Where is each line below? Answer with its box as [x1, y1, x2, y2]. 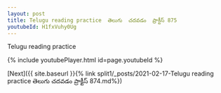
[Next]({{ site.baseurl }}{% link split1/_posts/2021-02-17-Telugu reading [7, 69, 214, 78]
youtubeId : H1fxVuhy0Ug [7, 23, 77, 30]
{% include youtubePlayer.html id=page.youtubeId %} [7, 56, 163, 64]
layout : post [7, 10, 46, 17]
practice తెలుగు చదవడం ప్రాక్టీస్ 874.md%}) [7, 77, 123, 85]
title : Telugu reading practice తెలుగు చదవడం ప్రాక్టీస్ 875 [7, 17, 178, 24]
